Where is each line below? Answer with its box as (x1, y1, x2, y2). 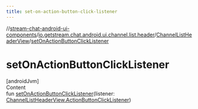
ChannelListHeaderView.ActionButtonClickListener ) (6, 96, 131, 103)
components (6, 31, 37, 38)
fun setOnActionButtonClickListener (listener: (6, 90, 115, 97)
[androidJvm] (6, 77, 40, 84)
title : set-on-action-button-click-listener (6, 8, 118, 15)
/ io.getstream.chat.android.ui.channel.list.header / (36, 31, 157, 38)
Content (6, 84, 26, 91)
